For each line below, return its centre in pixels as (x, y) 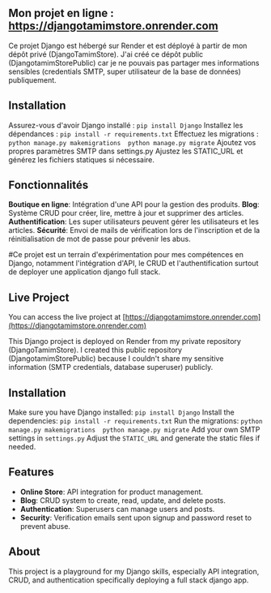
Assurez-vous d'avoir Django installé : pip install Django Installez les (126, 125)
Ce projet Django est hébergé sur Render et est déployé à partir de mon (128, 45)
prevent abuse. (45, 526)
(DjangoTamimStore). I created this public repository (95, 350)
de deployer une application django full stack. (85, 272)
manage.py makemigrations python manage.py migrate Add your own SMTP (134, 430)
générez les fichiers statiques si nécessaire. (82, 159)
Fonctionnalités (49, 185)
